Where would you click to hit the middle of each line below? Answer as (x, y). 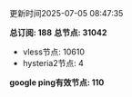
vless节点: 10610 (53, 52)
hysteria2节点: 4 (53, 63)
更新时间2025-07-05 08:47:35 (66, 13)
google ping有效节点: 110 (57, 82)
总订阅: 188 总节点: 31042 (58, 33)
